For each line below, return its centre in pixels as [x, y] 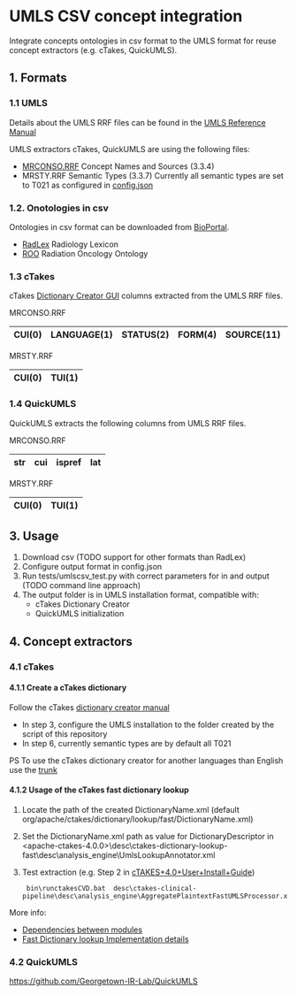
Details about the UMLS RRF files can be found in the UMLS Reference [138, 122]
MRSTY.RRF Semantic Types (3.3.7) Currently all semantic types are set [153, 175]
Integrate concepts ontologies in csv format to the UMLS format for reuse [143, 41]
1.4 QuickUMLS [43, 404]
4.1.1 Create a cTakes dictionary [68, 688]
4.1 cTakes [32, 667]
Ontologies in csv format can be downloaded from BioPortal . [119, 226]
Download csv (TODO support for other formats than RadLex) [134, 557]
